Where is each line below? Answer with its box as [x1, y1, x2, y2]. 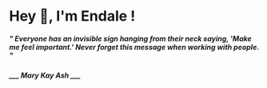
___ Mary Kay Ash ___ [9, 71, 81, 80]
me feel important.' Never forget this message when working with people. [9, 42, 259, 52]
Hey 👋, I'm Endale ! [9, 7, 136, 25]
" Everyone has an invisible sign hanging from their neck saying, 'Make [9, 33, 253, 43]
